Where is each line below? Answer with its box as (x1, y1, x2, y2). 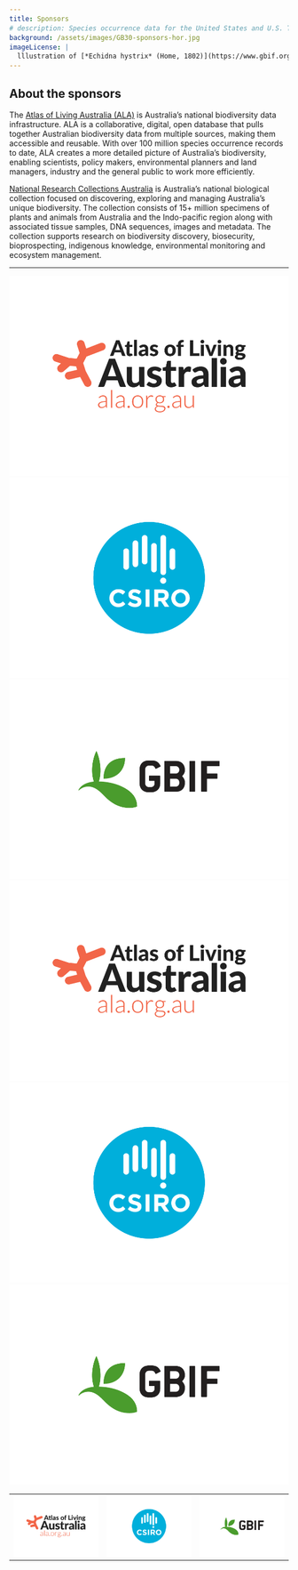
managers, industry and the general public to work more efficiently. (9, 165, 255, 177)
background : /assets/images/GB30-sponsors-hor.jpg (9, 33, 200, 42)
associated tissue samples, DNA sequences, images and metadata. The (9, 221, 271, 231)
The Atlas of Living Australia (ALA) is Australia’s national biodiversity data (9, 109, 277, 120)
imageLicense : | (9, 43, 69, 52)
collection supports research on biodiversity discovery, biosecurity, (9, 230, 255, 241)
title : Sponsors (9, 14, 69, 23)
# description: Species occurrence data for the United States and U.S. (9, 23, 284, 33)
